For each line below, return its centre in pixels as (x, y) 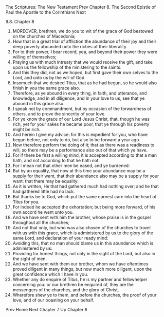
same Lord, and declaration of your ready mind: (60, 238)
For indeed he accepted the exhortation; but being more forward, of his (84, 207)
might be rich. (27, 129)
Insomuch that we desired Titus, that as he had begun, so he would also (85, 83)
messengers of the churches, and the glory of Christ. (66, 290)
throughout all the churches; (41, 223)
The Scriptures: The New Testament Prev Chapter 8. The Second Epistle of (81, 7)
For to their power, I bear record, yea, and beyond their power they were (85, 52)
